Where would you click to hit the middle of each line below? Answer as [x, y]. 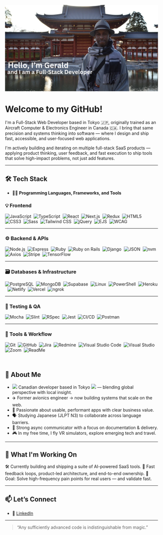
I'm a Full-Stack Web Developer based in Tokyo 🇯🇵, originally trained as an [81, 123]
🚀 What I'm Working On [41, 455]
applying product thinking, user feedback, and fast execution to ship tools [79, 153]
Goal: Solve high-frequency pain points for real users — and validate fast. [78, 479]
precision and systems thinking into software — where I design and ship [77, 133]
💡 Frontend [18, 206]
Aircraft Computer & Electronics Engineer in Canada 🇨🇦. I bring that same [79, 128]
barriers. [21, 422]
